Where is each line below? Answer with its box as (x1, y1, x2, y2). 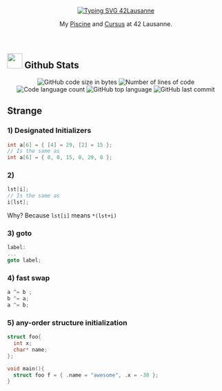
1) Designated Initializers (7, 126, 92, 136)
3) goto (7, 228, 32, 237)
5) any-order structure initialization (7, 317, 128, 327)
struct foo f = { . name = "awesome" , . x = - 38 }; (13, 372, 159, 379)
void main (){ (7, 365, 45, 372)
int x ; (13, 340, 32, 347)
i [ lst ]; (7, 199, 30, 206)
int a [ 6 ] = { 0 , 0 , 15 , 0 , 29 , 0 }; (7, 154, 112, 161)
